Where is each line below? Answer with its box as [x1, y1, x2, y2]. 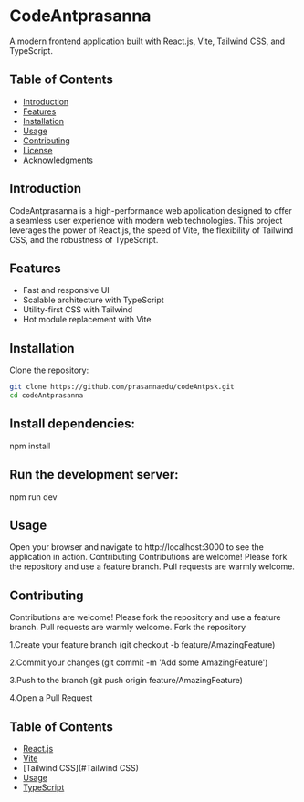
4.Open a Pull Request [9, 692, 93, 703]
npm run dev [9, 491, 58, 502]
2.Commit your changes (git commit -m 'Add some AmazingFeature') [9, 657, 268, 668]
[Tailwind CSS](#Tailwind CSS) [22, 763, 140, 773]
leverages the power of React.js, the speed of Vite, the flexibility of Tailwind [9, 225, 294, 236]
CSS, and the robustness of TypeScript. [9, 234, 159, 245]
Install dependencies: [9, 417, 135, 432]
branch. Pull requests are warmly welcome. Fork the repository [9, 622, 246, 633]
